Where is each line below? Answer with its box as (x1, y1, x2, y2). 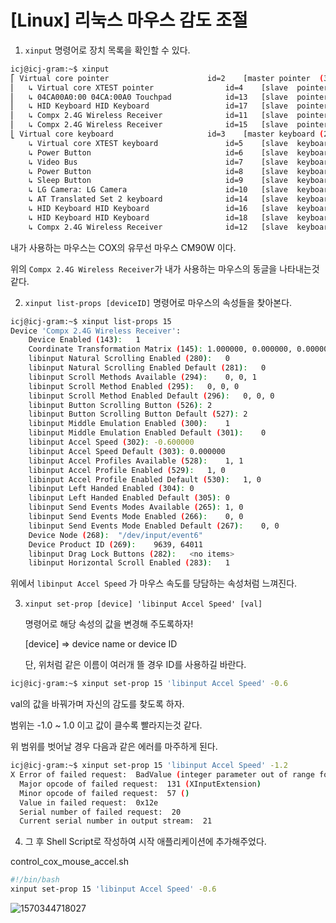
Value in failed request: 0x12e (19, 797, 159, 808)
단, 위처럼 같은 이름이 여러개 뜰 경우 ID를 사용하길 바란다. (24, 659, 247, 671)
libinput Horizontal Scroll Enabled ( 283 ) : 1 (28, 558, 230, 568)
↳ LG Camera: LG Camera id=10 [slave (28, 185, 288, 195)
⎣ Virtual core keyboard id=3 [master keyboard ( (10, 129, 325, 140)
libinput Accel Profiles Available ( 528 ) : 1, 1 (28, 456, 244, 466)
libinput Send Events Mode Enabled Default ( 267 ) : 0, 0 (28, 521, 280, 531)
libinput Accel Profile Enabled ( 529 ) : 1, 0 (28, 465, 226, 475)
